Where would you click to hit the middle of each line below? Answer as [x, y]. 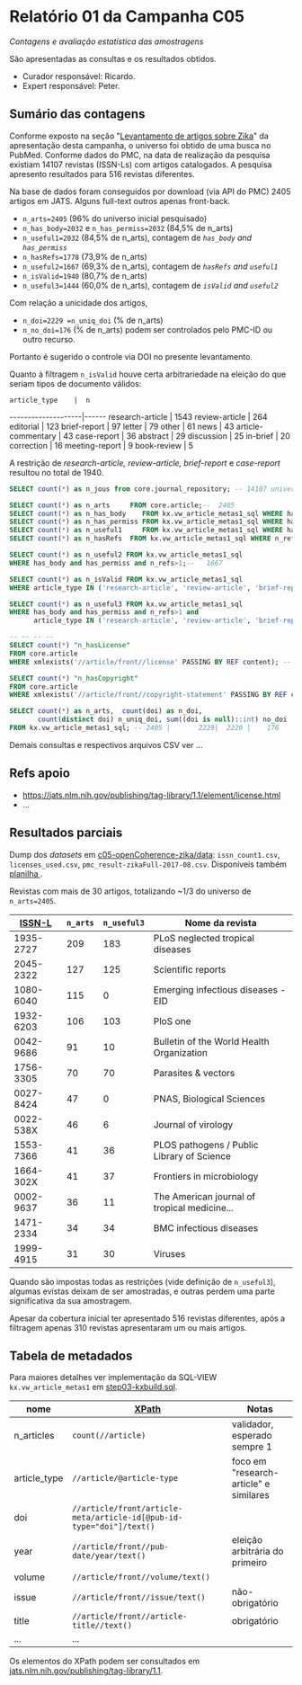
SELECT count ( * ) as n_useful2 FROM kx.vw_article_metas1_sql [126, 555]
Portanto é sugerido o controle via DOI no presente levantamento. [131, 356]
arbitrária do [258, 1551]
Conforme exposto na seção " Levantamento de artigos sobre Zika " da [139, 136]
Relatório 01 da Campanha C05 [127, 17]
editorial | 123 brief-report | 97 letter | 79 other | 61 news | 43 [122, 426]
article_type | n [50, 400]
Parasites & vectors [194, 1073]
